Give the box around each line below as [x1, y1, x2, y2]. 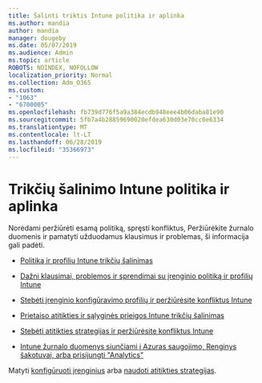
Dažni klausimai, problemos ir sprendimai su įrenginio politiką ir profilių [19, 271, 254, 281]
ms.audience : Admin [8, 49, 74, 57]
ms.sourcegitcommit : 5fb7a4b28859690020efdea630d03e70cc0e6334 [8, 116, 224, 124]
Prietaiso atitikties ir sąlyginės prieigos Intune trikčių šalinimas [19, 311, 224, 321]
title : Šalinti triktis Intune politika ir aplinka [8, 11, 184, 20]
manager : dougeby [8, 34, 67, 42]
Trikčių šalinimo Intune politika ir [8, 180, 230, 198]
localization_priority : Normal [8, 71, 113, 79]
